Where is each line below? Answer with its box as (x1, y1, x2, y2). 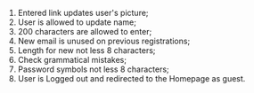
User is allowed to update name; (17, 17, 136, 27)
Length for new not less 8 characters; (17, 45, 156, 56)
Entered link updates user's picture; (17, 8, 149, 18)
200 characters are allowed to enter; (17, 27, 152, 36)
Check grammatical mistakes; (17, 55, 127, 65)
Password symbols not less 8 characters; (17, 64, 169, 74)
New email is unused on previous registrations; (17, 35, 191, 46)
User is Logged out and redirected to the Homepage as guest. (17, 74, 246, 83)
